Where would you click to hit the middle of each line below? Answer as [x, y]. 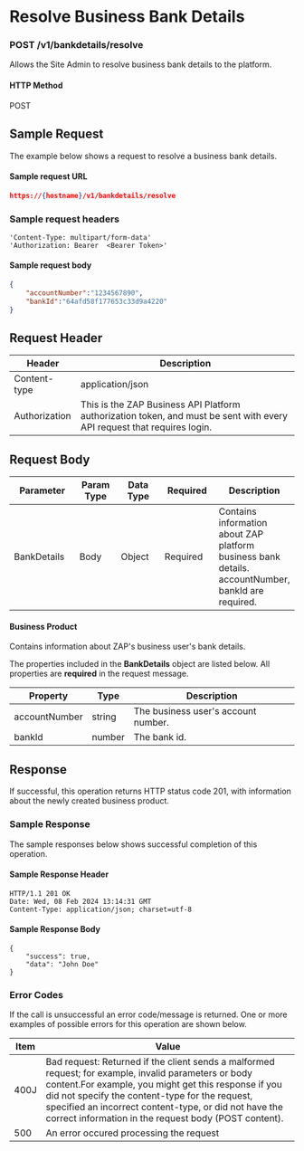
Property [48, 696]
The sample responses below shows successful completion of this [133, 844]
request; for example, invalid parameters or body [149, 1073]
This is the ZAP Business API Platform [161, 404]
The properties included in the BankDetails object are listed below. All [140, 664]
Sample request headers [65, 219]
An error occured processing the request [133, 1133]
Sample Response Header [59, 874]
